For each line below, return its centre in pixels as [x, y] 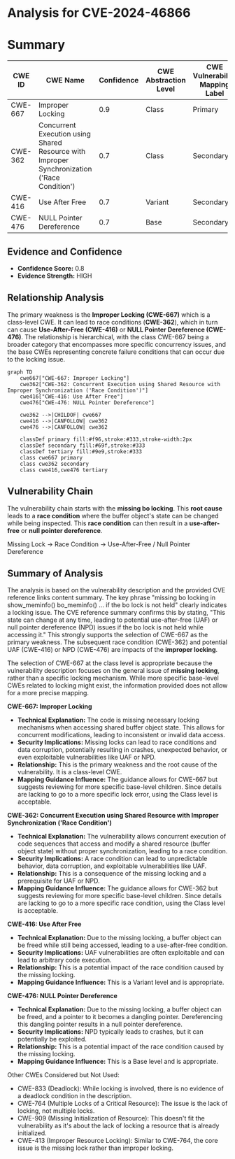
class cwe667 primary [51, 457]
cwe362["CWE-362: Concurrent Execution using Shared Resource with [120, 384]
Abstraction [166, 80]
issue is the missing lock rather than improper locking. [95, 1148]
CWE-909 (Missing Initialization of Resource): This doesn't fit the [111, 1118]
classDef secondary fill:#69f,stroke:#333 [83, 446]
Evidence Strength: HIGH [55, 276]
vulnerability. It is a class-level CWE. [70, 772]
